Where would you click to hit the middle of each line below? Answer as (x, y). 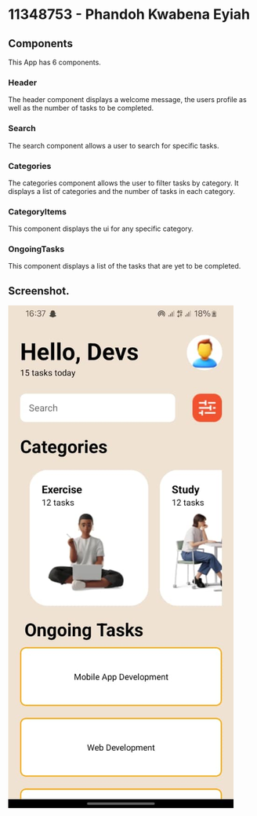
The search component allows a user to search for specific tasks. (114, 145)
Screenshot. (39, 291)
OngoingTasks (36, 249)
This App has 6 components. (55, 62)
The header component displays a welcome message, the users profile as (127, 100)
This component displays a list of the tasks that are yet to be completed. (125, 266)
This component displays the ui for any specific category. (101, 229)
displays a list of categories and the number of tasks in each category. (122, 191)
